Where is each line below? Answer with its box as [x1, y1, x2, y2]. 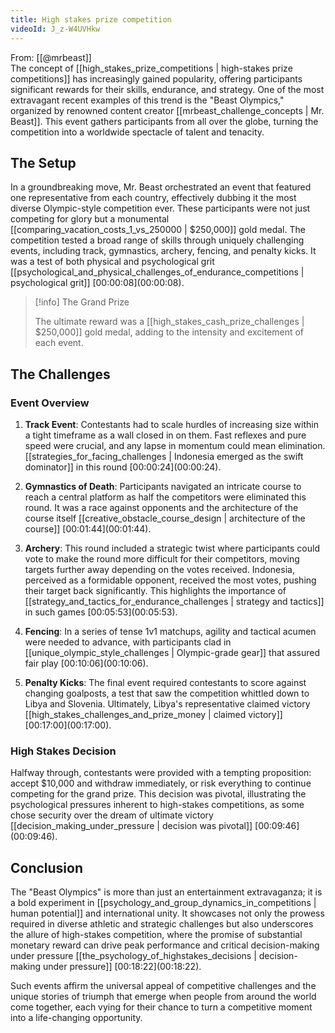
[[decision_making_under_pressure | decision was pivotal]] [10, 820, 253, 832]
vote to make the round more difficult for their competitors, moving [24, 553, 300, 565]
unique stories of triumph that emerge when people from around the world [10, 991, 317, 1003]
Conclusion [10, 859, 84, 876]
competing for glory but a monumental [10, 213, 170, 225]
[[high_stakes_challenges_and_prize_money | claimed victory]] [24, 709, 283, 720]
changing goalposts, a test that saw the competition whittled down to [24, 687, 310, 699]
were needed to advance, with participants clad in [24, 636, 232, 648]
